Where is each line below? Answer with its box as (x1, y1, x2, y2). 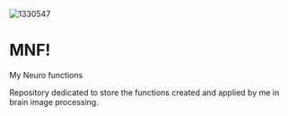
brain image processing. (9, 96, 99, 107)
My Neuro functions (9, 69, 83, 80)
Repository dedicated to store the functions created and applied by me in (9, 86, 280, 98)
